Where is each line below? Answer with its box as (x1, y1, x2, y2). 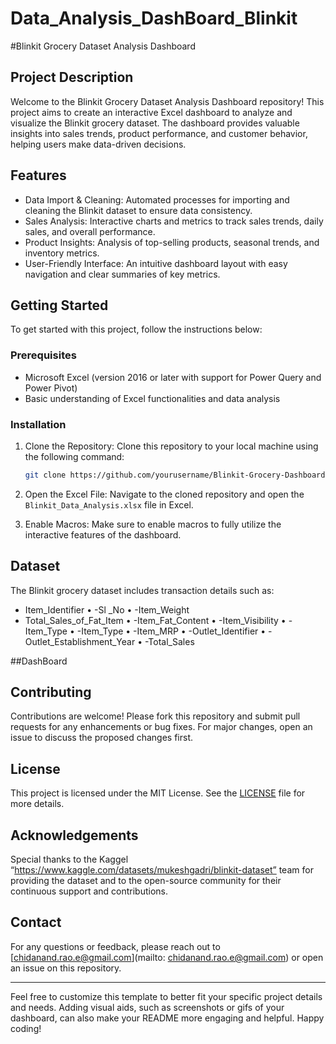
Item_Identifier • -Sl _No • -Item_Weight (24, 603, 190, 616)
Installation (10, 417, 67, 431)
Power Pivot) (24, 382, 78, 394)
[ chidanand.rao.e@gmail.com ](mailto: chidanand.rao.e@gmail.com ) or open (10, 951, 324, 963)
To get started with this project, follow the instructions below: (10, 323, 263, 336)
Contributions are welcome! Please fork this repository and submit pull (10, 710, 301, 722)
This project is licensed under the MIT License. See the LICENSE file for (10, 787, 306, 799)
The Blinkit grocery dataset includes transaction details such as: (10, 584, 275, 596)
